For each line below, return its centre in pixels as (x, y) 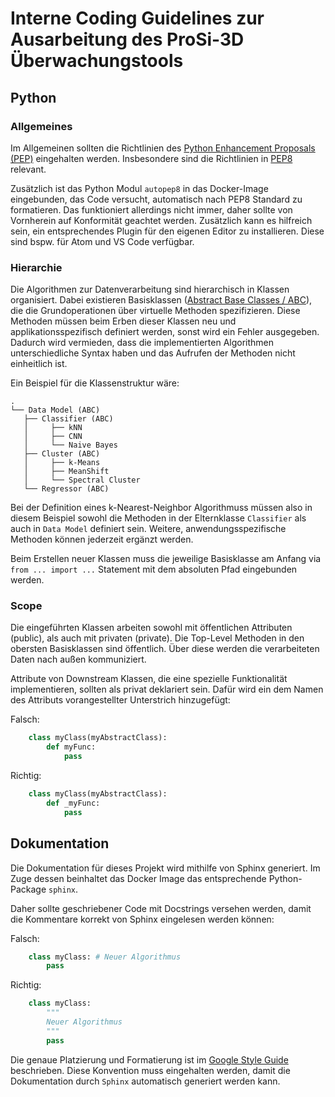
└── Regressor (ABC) (66, 489)
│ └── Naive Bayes (70, 445)
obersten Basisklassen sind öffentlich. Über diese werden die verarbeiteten (165, 649)
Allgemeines (41, 126)
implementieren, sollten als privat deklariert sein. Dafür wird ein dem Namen (167, 689)
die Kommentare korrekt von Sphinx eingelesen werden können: (142, 919)
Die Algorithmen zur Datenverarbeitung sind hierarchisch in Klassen (150, 289)
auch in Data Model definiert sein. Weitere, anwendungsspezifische (148, 529)
